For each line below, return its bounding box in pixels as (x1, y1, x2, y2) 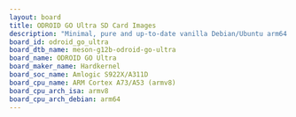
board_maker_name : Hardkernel (9, 62, 121, 71)
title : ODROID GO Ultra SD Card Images (9, 21, 157, 30)
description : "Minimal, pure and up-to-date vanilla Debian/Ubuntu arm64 (9, 29, 288, 38)
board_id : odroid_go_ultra (9, 37, 109, 47)
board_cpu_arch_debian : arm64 (9, 94, 121, 104)
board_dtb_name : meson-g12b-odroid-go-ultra (9, 46, 176, 55)
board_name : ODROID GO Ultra (9, 54, 117, 62)
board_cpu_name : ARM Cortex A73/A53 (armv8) (9, 78, 176, 87)
